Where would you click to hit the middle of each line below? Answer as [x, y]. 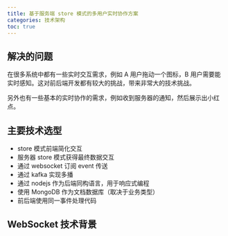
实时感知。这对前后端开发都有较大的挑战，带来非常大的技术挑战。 [101, 83]
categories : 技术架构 [36, 20]
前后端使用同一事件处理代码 [57, 201]
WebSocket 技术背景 [52, 225]
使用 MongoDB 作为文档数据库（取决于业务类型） [88, 192]
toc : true [21, 26]
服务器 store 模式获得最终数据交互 [66, 157]
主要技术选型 [35, 130]
